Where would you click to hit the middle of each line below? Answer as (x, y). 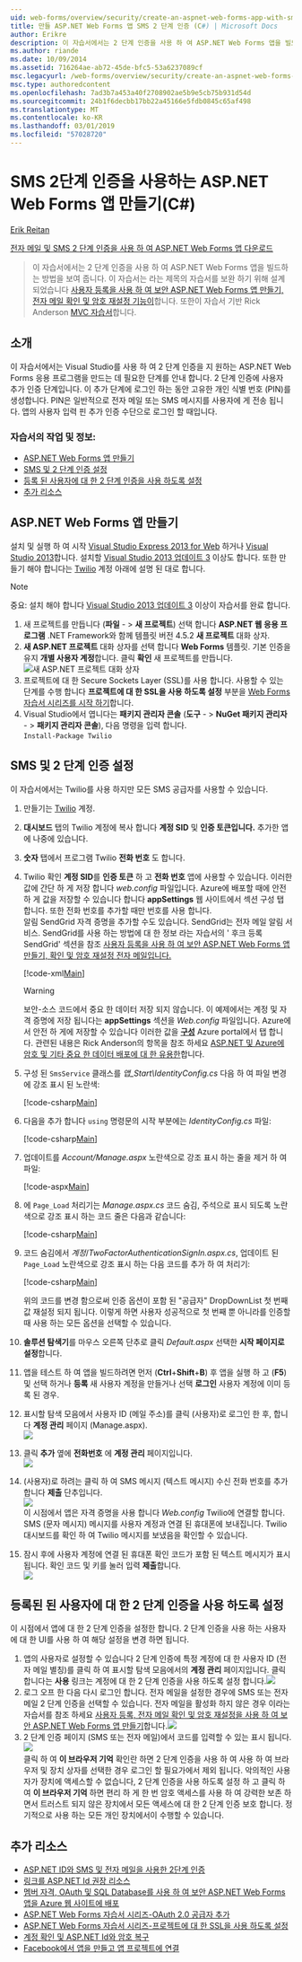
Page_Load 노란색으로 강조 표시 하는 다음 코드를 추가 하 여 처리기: (136, 1263)
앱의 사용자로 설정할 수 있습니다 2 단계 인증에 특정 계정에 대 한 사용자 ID (148, 1658)
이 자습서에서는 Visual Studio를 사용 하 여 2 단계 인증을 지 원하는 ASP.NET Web (151, 366)
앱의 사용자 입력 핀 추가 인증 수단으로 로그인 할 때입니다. (120, 411)
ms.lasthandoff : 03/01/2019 (63, 127)
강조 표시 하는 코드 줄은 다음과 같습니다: (116, 1216)
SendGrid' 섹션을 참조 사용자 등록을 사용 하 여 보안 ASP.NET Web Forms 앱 (156, 944)
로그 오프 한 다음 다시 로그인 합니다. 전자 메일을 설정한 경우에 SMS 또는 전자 (156, 1693)
